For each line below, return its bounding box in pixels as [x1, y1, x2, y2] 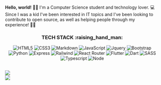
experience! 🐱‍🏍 [5, 22, 36, 27]
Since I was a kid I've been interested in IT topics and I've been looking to [5, 12, 153, 17]
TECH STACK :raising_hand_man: [41, 34, 123, 41]
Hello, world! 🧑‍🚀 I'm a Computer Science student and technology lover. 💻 [5, 4, 155, 10]
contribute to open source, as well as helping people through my [5, 17, 136, 22]
